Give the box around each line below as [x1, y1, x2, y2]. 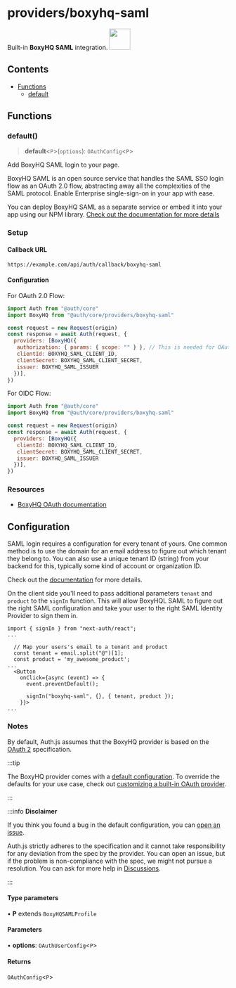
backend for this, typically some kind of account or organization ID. [7, 562, 202, 570]
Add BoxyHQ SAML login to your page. [7, 160, 120, 169]
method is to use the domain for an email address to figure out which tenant [7, 547, 227, 556]
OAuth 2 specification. [7, 745, 72, 753]
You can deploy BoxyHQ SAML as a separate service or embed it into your [7, 203, 223, 212]
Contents [7, 63, 49, 75]
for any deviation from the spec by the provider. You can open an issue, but [7, 849, 225, 857]
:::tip [7, 758, 20, 767]
